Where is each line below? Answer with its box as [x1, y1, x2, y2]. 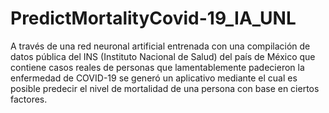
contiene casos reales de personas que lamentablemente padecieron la [10, 61, 305, 73]
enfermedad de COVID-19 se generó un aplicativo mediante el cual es [10, 72, 298, 84]
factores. [10, 93, 48, 105]
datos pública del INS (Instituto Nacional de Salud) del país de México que [10, 50, 316, 62]
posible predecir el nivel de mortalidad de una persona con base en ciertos [10, 82, 320, 94]
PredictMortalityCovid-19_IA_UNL [10, 7, 297, 30]
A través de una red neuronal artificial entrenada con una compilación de [10, 40, 311, 52]
